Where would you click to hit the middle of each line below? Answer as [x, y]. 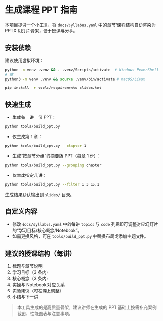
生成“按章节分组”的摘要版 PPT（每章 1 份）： [56, 156]
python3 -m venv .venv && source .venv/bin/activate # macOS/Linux [75, 79]
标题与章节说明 [27, 266]
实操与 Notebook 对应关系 [38, 285]
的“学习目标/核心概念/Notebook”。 [47, 230]
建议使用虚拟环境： [24, 60]
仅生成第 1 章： [27, 136]
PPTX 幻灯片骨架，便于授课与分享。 [41, 30]
